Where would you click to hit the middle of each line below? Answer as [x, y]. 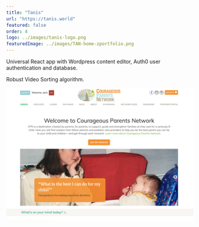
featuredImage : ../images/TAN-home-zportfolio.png [70, 44]
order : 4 [17, 31]
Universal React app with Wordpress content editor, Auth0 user [83, 62]
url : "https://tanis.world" [41, 19]
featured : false [26, 25]
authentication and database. [42, 68]
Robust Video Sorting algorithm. [45, 79]
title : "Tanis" [25, 12]
